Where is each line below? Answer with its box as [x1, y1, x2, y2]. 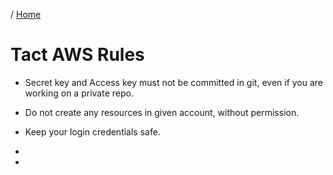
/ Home [10, 9, 42, 20]
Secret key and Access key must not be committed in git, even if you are [24, 76, 324, 88]
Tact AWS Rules [10, 44, 145, 66]
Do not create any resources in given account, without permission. [24, 106, 300, 118]
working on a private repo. [24, 87, 134, 99]
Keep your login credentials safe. [24, 125, 161, 138]
